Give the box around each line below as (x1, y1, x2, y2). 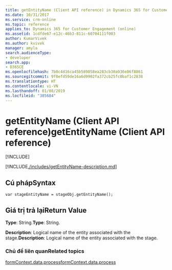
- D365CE (5, 64, 24, 70)
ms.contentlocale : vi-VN (5, 83, 58, 88)
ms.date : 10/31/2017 (5, 12, 50, 17)
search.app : (5, 60, 31, 65)
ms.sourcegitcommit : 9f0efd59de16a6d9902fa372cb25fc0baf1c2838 (5, 74, 143, 79)
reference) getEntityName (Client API (5, 126, 165, 138)
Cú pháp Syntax (5, 178, 56, 187)
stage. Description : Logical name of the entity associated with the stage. (5, 235, 158, 241)
